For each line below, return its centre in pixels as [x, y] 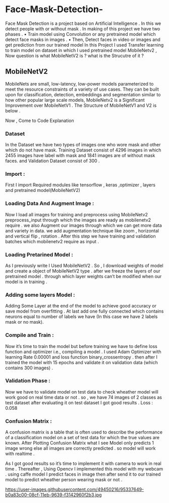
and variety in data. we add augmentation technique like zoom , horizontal [82, 230]
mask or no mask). [24, 322]
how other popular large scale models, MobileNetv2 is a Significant [75, 100]
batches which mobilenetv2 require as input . [52, 241]
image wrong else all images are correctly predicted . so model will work [80, 448]
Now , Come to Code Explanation [40, 121]
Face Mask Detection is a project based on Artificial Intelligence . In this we [83, 23]
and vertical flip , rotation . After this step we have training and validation [81, 236]
